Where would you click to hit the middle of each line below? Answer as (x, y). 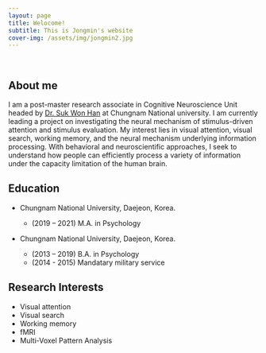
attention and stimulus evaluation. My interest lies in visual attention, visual (130, 130)
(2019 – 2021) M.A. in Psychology (86, 223)
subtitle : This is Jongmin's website (71, 30)
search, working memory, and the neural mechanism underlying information (132, 138)
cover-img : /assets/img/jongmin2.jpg (71, 38)
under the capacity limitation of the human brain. (88, 164)
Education (34, 189)
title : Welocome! (37, 23)
